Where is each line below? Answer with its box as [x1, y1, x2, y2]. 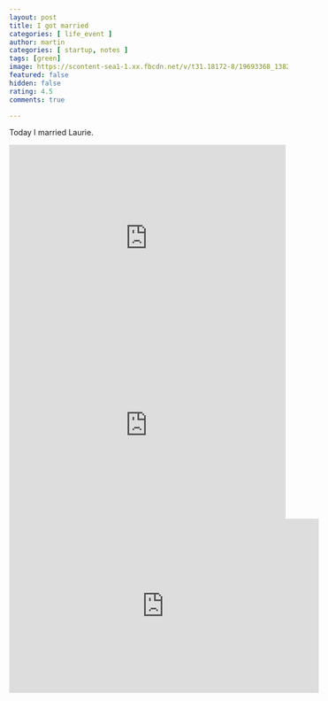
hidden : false [9, 79, 62, 88]
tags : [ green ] [9, 54, 62, 63]
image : [9, 63, 34, 72]
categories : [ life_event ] [9, 29, 113, 38]
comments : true [9, 95, 65, 104]
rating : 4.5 [9, 87, 53, 96]
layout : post [9, 12, 57, 22]
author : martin [9, 37, 65, 47]
